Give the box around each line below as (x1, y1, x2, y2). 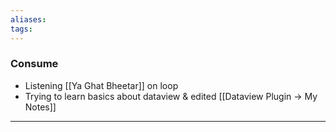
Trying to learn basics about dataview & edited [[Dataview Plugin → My (24, 90, 318, 102)
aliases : (10, 14, 47, 25)
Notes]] (24, 101, 57, 113)
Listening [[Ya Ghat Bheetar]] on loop (24, 79, 179, 91)
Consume (10, 57, 59, 71)
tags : (10, 24, 33, 34)
